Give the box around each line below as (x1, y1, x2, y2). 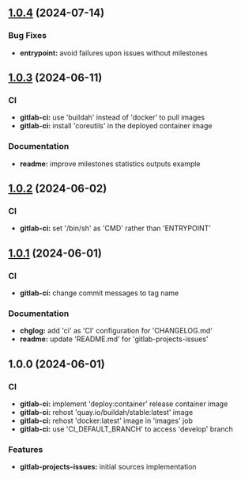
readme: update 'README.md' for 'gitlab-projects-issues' (19, 334, 209, 344)
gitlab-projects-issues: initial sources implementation (19, 462, 197, 472)
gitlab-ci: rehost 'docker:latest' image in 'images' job (19, 416, 194, 426)
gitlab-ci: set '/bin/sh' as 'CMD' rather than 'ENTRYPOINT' (19, 223, 212, 233)
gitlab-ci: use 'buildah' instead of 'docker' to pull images (19, 112, 205, 122)
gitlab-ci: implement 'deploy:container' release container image (19, 399, 228, 409)
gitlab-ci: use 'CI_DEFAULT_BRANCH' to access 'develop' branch (19, 424, 233, 434)
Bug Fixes (8, 30, 47, 41)
